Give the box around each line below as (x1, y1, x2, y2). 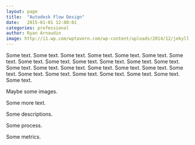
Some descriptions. (6, 111, 53, 118)
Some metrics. (6, 133, 41, 140)
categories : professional (6, 25, 69, 31)
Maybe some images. (6, 88, 58, 95)
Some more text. (6, 99, 46, 106)
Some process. (6, 122, 43, 129)
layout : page (6, 8, 38, 15)
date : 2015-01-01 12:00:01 (6, 19, 77, 25)
